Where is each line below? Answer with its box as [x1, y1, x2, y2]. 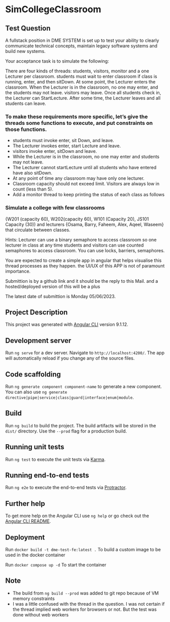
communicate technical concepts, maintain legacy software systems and [5, 43, 158, 49]
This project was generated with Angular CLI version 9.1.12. [5, 321, 128, 328]
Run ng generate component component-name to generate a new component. [5, 384, 162, 390]
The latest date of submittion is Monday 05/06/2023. [5, 293, 116, 299]
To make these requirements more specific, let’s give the [5, 113, 148, 120]
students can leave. [5, 100, 47, 106]
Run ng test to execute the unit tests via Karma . [5, 456, 106, 462]
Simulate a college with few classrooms [5, 204, 105, 211]
